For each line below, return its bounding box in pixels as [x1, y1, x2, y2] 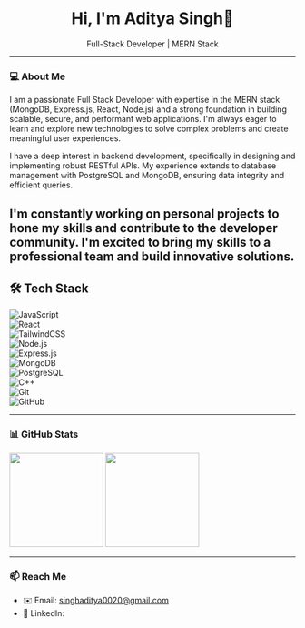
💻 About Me [9, 70, 66, 83]
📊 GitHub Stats [9, 428, 79, 441]
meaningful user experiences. [9, 133, 121, 144]
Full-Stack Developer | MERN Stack [85, 38, 220, 49]
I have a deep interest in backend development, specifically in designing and [9, 150, 296, 162]
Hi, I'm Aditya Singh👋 [71, 8, 234, 29]
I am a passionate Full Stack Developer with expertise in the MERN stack [9, 95, 280, 106]
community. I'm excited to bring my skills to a [9, 234, 271, 249]
